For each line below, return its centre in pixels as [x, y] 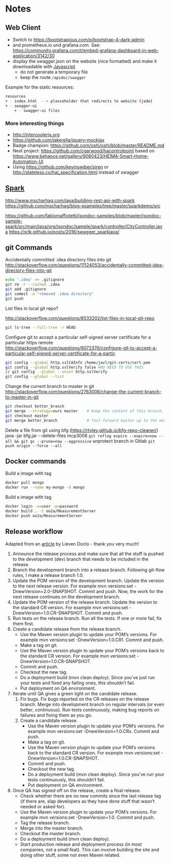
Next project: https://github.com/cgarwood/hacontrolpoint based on [83, 150]
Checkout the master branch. [51, 833]
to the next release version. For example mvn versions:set [73, 586]
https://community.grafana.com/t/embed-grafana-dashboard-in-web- [86, 50]
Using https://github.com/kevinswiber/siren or [60, 167]
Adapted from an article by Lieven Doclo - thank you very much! [72, 544]
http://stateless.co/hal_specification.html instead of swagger [76, 172]
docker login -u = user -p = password [42, 506]
